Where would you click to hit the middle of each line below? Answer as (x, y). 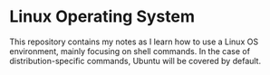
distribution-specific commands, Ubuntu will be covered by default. (135, 61)
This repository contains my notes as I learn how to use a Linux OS (134, 42)
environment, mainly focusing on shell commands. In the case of (130, 51)
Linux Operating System (102, 17)
